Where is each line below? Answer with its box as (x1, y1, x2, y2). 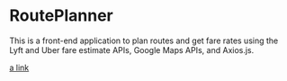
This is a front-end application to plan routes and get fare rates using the (9, 35, 279, 46)
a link (9, 62, 30, 73)
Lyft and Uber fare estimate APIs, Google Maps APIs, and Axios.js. (9, 44, 255, 55)
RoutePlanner (9, 5, 114, 26)
